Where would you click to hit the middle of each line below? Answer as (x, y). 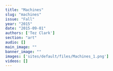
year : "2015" (19, 24)
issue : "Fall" (20, 19)
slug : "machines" (23, 14)
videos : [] (17, 61)
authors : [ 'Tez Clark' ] (30, 33)
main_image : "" (21, 47)
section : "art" (21, 38)
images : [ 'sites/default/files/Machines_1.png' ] (57, 56)
